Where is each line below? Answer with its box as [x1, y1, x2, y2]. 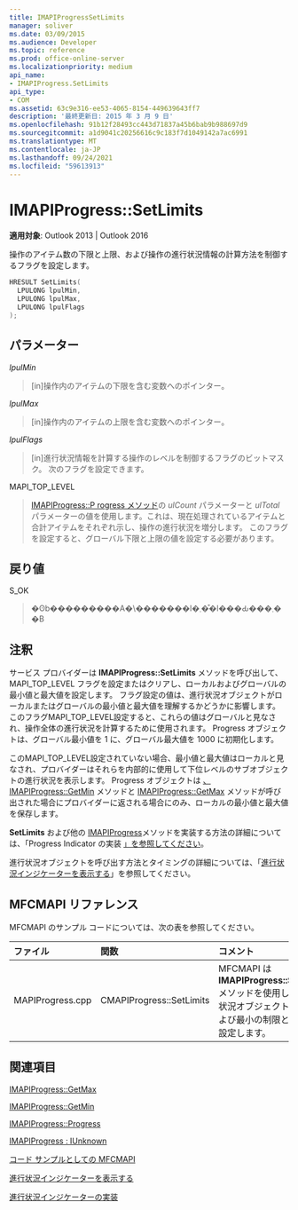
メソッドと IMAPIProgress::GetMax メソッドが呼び [96, 787, 282, 797]
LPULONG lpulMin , [17, 286, 82, 296]
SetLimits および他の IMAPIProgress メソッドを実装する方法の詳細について [9, 827, 282, 838]
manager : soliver [9, 21, 74, 30]
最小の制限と [236, 1013, 290, 1025]
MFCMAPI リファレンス [9, 897, 139, 912]
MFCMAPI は [218, 962, 272, 975]
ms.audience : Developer [9, 37, 98, 47]
